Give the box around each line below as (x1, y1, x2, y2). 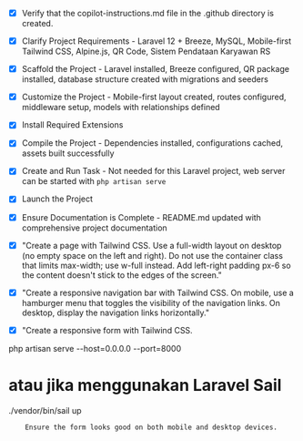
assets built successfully (21, 148, 115, 159)
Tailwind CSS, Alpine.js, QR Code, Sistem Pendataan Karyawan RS (21, 46, 271, 57)
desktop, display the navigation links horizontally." (21, 307, 210, 318)
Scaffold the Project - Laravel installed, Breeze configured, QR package (21, 64, 290, 75)
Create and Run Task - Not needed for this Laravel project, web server (21, 166, 286, 177)
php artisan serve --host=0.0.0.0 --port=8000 (8, 343, 182, 354)
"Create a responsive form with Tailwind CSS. (21, 324, 193, 335)
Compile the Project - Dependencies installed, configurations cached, (21, 138, 284, 149)
